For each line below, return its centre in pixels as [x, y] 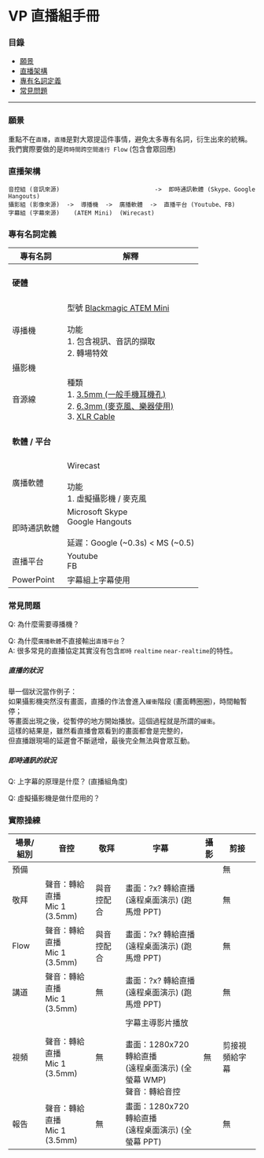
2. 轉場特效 [88, 353]
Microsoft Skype [97, 512]
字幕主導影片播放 [157, 1023]
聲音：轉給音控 [153, 1092]
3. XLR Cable [91, 417]
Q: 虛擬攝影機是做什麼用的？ [54, 798]
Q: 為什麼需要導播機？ [44, 624]
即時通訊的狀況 [32, 760]
